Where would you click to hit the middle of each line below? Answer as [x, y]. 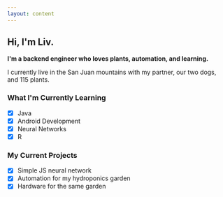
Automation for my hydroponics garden [74, 178]
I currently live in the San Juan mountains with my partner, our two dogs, [112, 72]
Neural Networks [42, 129]
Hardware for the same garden [62, 187]
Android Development [49, 121]
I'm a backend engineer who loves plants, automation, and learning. [108, 59]
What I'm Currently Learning [57, 98]
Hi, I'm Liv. [31, 42]
